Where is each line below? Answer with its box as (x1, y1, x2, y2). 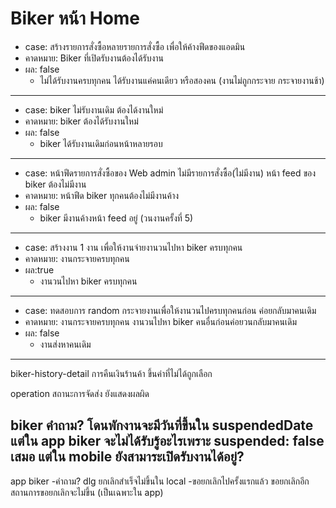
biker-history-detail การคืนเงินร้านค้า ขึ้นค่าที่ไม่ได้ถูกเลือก (10, 367, 213, 379)
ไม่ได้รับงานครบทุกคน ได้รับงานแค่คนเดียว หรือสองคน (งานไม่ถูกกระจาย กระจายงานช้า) (39, 74, 325, 86)
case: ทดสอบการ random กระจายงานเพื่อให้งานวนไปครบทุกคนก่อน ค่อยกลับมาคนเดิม (24, 304, 317, 316)
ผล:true (24, 263, 55, 276)
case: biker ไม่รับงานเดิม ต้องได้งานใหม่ (24, 103, 164, 116)
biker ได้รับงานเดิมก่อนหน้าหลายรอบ (39, 137, 163, 149)
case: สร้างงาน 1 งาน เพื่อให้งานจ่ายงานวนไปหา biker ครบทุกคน (24, 241, 243, 253)
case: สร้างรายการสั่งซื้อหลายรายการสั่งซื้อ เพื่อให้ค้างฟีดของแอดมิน (24, 40, 246, 52)
